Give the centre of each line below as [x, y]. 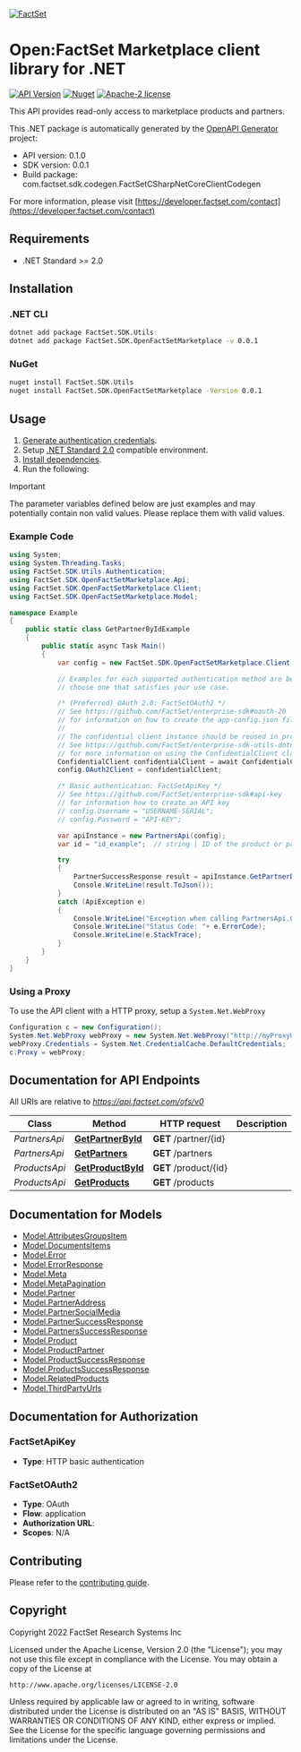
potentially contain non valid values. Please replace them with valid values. [147, 513]
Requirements [49, 239]
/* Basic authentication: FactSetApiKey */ [139, 786]
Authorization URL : [59, 1524]
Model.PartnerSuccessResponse [82, 1322]
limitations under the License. [64, 1739]
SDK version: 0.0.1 [56, 165]
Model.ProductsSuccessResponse [86, 1370]
